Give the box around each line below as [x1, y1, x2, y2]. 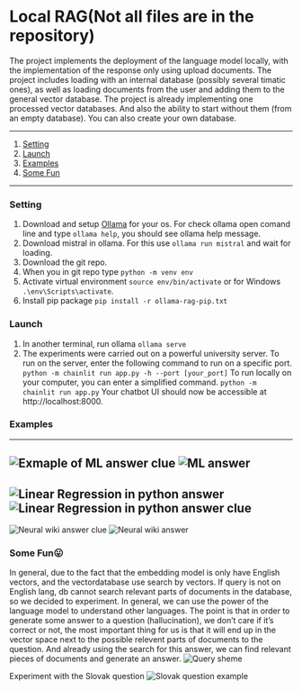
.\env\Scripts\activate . [22, 286, 114, 296]
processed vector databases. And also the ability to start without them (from [9, 103, 292, 113]
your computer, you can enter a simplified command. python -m [22, 377, 257, 387]
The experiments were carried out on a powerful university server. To [22, 348, 280, 359]
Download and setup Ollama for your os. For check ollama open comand [22, 219, 290, 230]
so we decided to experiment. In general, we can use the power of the [9, 596, 270, 607]
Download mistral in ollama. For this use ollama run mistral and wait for [22, 238, 291, 249]
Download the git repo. [22, 257, 108, 268]
